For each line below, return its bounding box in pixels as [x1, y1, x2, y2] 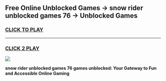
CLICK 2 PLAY [5, 45, 40, 52]
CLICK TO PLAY [5, 27, 43, 33]
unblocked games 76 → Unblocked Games [5, 12, 138, 20]
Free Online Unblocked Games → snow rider [5, 4, 143, 12]
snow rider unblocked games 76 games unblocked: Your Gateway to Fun [5, 65, 157, 71]
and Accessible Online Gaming [5, 70, 70, 76]
